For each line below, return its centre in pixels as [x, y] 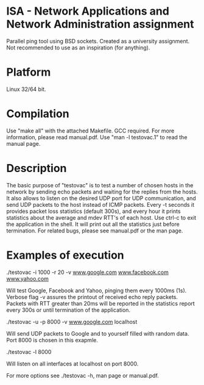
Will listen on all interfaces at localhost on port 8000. [72, 364]
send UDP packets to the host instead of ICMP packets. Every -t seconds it [100, 204]
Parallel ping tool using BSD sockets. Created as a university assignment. [98, 41]
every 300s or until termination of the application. [69, 310]
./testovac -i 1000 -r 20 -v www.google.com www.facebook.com [87, 272]
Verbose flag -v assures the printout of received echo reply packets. [92, 297]
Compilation [38, 114]
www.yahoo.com [27, 278]
